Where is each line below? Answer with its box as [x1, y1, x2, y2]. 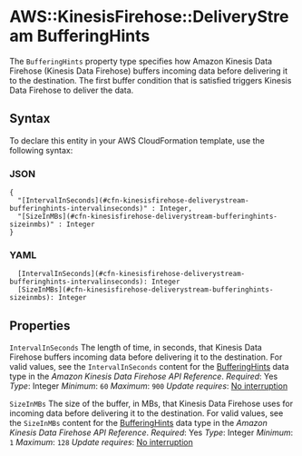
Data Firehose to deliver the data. [9, 84, 134, 95]
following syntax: [9, 144, 73, 155]
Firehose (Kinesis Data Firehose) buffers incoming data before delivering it [9, 65, 288, 76]
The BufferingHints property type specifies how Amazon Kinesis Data [9, 55, 273, 66]
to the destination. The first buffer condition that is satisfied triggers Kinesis [9, 74, 292, 85]
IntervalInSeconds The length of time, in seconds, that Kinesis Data [9, 342, 263, 353]
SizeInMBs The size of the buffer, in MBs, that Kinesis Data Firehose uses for [9, 398, 294, 410]
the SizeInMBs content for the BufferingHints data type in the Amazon [9, 418, 268, 429]
